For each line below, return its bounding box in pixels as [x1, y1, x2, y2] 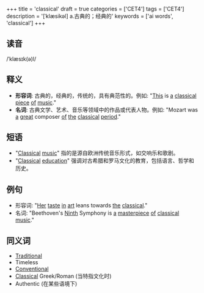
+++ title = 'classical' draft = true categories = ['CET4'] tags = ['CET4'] [6, 6, 184, 12]
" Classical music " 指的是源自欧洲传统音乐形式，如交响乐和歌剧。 [15, 149, 179, 157]
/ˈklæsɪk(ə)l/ [6, 55, 37, 62]
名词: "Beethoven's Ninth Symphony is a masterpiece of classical [15, 209, 180, 217]
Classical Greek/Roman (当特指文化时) [15, 272, 112, 280]
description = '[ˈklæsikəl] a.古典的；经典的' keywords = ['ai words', [6, 12, 173, 20]
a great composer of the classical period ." [15, 113, 121, 120]
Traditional [15, 252, 43, 259]
